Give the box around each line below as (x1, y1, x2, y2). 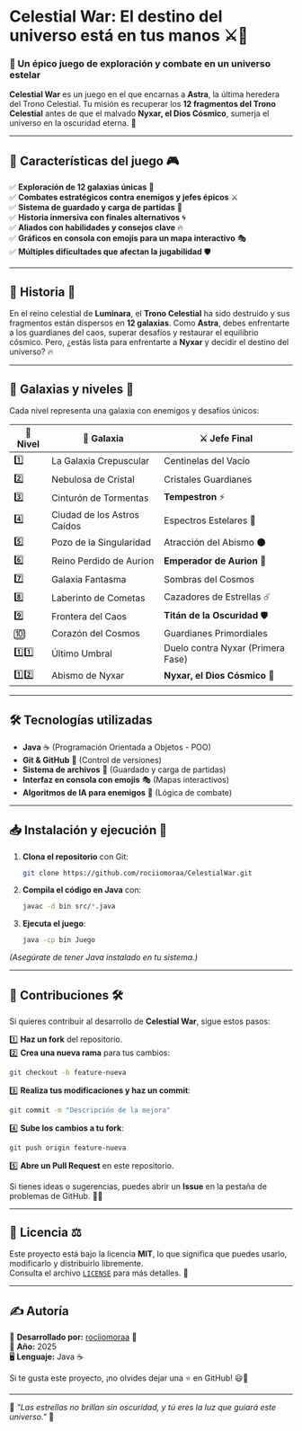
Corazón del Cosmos (50, 627, 141, 639)
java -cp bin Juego (22, 936, 96, 945)
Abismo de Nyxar (50, 670, 125, 682)
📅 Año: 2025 (9, 1341, 57, 1352)
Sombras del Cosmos (164, 573, 254, 586)
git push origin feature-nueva (9, 1143, 127, 1152)
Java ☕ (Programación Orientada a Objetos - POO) (22, 742, 211, 752)
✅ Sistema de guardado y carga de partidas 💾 (9, 202, 182, 213)
